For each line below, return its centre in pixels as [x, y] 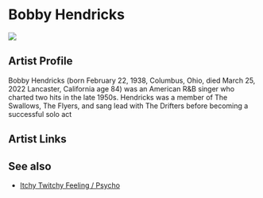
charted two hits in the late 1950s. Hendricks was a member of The [118, 97]
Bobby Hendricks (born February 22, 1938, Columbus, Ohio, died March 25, [132, 80]
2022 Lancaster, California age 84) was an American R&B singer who [122, 88]
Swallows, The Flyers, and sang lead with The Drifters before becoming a [128, 106]
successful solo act [40, 114]
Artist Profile [41, 61]
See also [30, 166]
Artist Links [38, 140]
